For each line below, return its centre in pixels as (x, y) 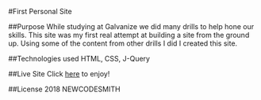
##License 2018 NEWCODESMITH (64, 89)
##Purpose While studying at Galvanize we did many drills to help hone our (131, 26)
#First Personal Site (40, 11)
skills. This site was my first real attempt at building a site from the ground (129, 35)
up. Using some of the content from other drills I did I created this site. (123, 43)
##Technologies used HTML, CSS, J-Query (79, 59)
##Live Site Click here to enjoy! (59, 74)
